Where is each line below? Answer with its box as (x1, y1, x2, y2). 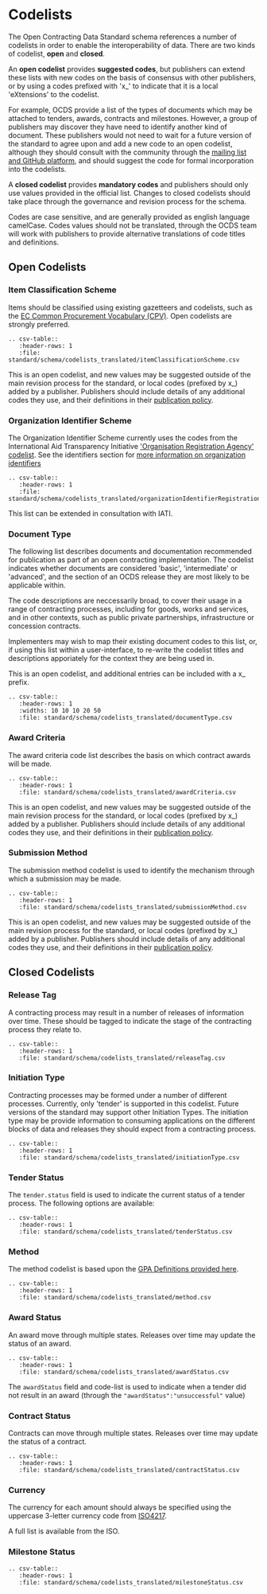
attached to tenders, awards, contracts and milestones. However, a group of (8, 113, 258, 123)
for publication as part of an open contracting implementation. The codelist (8, 555, 254, 565)
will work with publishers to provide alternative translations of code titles (8, 229, 246, 238)
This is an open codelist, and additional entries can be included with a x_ (8, 669, 246, 678)
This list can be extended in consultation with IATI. (8, 508, 173, 518)
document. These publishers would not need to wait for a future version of (8, 130, 252, 140)
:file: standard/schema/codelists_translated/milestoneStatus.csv (18, 1578, 244, 1586)
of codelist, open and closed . (8, 49, 106, 58)
